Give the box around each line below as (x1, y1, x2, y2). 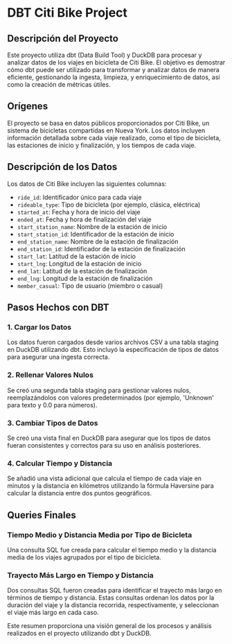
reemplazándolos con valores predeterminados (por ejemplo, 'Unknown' (7, 393, 215, 402)
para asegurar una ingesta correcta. (7, 353, 110, 362)
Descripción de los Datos (7, 161, 118, 173)
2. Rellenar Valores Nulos (7, 370, 93, 380)
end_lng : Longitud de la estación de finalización (17, 274, 153, 282)
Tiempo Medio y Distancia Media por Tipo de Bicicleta (7, 529, 193, 539)
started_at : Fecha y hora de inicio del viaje (17, 207, 141, 216)
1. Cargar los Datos (7, 322, 71, 332)
